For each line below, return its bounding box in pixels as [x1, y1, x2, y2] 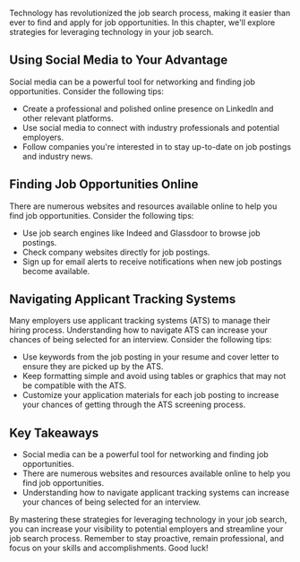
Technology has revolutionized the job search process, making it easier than [9, 8, 291, 18]
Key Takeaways [9, 425, 99, 440]
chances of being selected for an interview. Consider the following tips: [9, 334, 272, 345]
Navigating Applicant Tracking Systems [9, 291, 236, 307]
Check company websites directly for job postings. [21, 246, 210, 257]
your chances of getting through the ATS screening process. [21, 399, 246, 411]
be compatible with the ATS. [21, 380, 127, 391]
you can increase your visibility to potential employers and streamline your [9, 523, 284, 534]
